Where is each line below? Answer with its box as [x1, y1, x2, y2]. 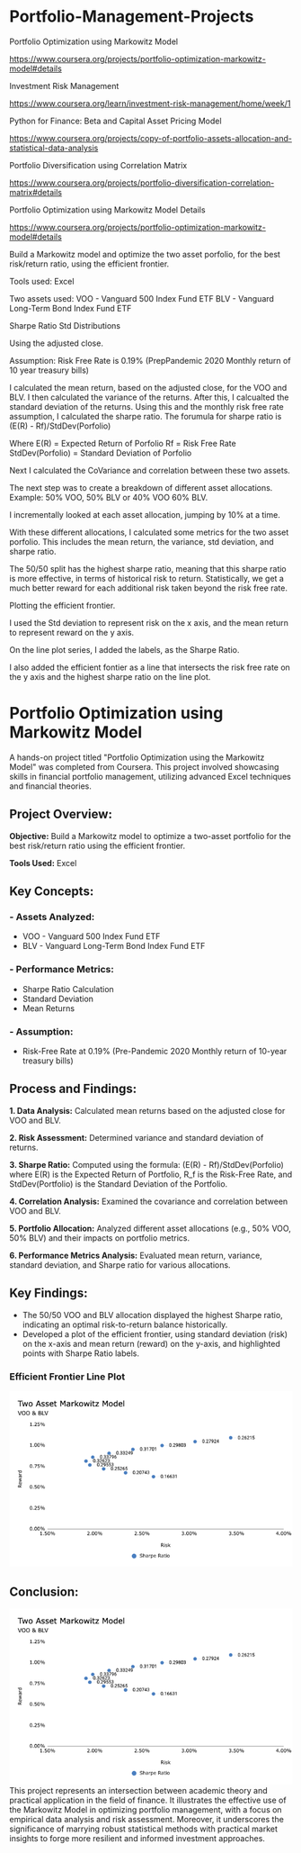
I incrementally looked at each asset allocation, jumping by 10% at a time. [9, 509, 280, 520]
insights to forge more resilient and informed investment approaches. [9, 1833, 265, 1844]
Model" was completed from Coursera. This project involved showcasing [9, 761, 279, 772]
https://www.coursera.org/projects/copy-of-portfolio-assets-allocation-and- [9, 132, 292, 143]
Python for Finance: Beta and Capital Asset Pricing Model [9, 115, 222, 126]
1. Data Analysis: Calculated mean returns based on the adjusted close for [9, 1105, 286, 1116]
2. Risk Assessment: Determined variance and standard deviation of [9, 1132, 264, 1143]
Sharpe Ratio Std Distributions [9, 320, 121, 330]
